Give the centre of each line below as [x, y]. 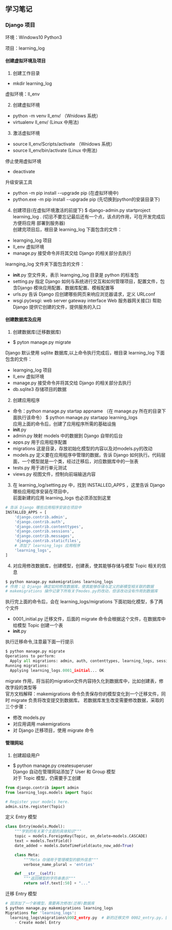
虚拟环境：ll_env [23, 94]
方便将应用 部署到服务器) [39, 223]
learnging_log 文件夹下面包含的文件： [45, 264]
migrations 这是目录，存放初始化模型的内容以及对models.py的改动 [82, 449]
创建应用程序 [26, 400]
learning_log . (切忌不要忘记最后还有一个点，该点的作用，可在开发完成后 [89, 216]
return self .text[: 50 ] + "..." [57, 883]
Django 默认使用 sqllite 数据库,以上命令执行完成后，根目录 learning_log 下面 [85, 353]
